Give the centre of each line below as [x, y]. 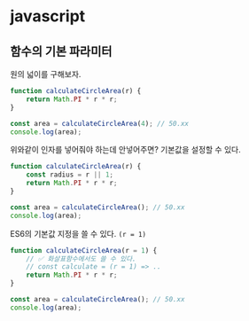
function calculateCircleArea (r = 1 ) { [84, 250]
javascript [48, 16]
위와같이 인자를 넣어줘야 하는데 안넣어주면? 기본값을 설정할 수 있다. [126, 150]
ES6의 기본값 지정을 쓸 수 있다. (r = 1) [78, 233]
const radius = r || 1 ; [70, 175]
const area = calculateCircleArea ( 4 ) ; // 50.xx [100, 123]
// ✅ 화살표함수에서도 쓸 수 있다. [81, 259]
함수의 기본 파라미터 [61, 51]
